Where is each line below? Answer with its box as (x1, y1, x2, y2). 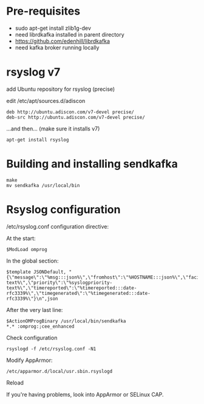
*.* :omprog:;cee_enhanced (6, 323, 75, 330)
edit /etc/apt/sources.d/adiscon (6, 97, 86, 104)
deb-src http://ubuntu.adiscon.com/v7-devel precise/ (6, 114, 146, 120)
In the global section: (6, 257, 59, 264)
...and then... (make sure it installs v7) (6, 125, 100, 132)
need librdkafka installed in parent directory (15, 30, 124, 38)
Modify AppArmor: (6, 356, 53, 364)
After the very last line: (6, 306, 63, 313)
